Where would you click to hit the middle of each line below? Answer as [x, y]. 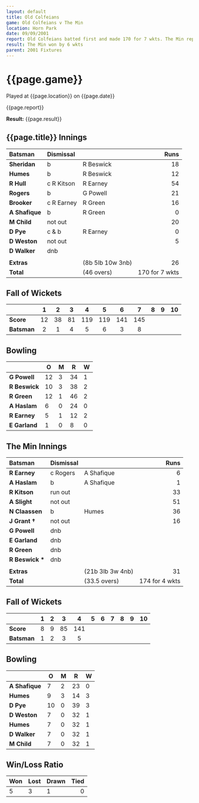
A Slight [21, 502]
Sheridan [22, 164]
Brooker [21, 203]
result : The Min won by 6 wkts [45, 45]
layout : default [26, 12]
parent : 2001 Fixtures [34, 50]
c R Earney [62, 203]
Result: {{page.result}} [34, 118]
